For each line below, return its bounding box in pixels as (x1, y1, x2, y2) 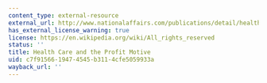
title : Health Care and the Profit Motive (8, 48, 151, 56)
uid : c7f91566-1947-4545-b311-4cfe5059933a (8, 56, 155, 64)
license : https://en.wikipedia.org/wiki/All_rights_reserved (8, 33, 215, 42)
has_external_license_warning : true (8, 26, 130, 34)
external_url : (8, 19, 56, 27)
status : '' (8, 41, 44, 49)
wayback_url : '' (8, 63, 62, 71)
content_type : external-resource (8, 11, 119, 20)
